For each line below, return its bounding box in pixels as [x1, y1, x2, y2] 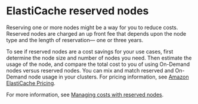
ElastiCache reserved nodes [6, 4, 149, 18]
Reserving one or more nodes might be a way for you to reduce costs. [6, 24, 178, 31]
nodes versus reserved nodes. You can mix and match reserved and [6, 67, 174, 74]
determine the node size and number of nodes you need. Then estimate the [6, 54, 192, 61]
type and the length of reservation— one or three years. [6, 36, 144, 43]
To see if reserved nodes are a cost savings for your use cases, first [6, 48, 174, 55]
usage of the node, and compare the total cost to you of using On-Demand [6, 61, 190, 68]
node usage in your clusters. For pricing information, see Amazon [28, 73, 189, 80]
